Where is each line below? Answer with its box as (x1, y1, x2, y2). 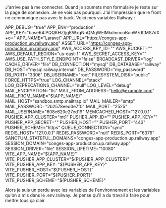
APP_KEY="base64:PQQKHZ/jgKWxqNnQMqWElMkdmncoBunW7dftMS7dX (5, 30, 160, 35)
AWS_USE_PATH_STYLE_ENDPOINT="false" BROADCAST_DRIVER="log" (5, 56, 154, 62)
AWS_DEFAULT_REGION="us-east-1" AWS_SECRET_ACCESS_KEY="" (5, 51, 147, 57)
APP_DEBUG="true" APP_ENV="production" (5, 24, 96, 30)
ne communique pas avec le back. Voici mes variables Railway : (5, 15, 135, 20)
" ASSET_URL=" (58, 40, 91, 46)
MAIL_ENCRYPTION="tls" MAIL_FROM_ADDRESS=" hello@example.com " (5, 88, 155, 93)
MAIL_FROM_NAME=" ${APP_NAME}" (5, 93, 83, 99)
